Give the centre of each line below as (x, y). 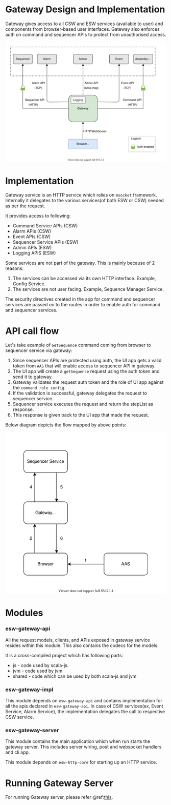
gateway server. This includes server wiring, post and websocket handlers (83, 747)
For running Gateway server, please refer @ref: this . (59, 797)
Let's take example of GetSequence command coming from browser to (78, 345)
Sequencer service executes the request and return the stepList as (83, 404)
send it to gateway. (33, 377)
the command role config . (39, 388)
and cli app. (18, 752)
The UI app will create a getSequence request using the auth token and (86, 371)
